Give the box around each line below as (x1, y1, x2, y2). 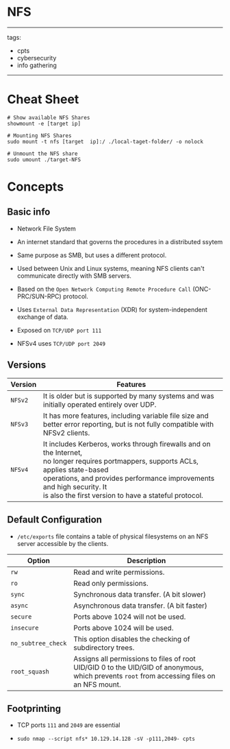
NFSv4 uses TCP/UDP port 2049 (16, 339, 106, 347)
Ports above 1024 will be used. (73, 623, 174, 632)
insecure (10, 623, 39, 632)
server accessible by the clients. (16, 539, 109, 547)
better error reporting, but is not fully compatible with (43, 419, 214, 429)
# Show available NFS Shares (7, 114, 90, 121)
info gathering (16, 61, 57, 69)
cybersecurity (16, 53, 57, 62)
